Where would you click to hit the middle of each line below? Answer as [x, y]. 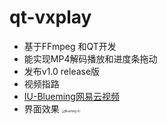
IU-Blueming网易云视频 [71, 96]
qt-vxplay [50, 17]
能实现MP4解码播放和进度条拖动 [90, 58]
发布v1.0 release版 [62, 71]
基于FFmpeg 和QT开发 [70, 46]
